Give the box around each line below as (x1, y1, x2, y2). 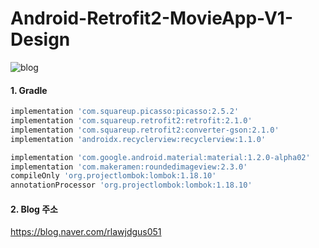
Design (10, 28, 71, 51)
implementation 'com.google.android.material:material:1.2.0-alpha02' (10, 152, 311, 162)
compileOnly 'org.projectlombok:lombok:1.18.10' (10, 171, 217, 181)
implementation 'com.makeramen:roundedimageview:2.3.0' (10, 162, 248, 172)
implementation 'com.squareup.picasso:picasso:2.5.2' (10, 107, 240, 117)
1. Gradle (10, 84, 48, 96)
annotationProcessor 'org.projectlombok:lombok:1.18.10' (10, 180, 253, 191)
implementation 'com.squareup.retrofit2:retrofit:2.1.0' (10, 116, 253, 126)
